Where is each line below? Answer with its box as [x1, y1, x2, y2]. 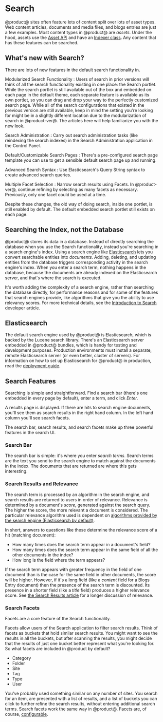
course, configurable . [5, 711, 48, 717]
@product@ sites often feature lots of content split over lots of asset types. [5, 19, 156, 25]
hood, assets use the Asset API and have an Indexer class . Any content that [5, 35, 157, 40]
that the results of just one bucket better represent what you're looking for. [5, 641, 155, 646]
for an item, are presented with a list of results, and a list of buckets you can [5, 696, 157, 702]
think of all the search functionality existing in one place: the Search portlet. [5, 81, 157, 87]
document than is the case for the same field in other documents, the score [5, 571, 157, 577]
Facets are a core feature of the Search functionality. [5, 616, 111, 622]
